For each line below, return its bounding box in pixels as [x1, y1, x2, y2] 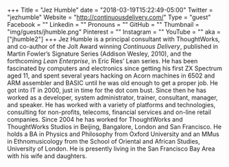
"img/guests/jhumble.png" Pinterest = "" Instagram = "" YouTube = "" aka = [7, 27, 221, 36]
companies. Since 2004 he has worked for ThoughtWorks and [7, 115, 183, 123]
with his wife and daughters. [7, 152, 87, 160]
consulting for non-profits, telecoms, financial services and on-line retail [7, 108, 211, 116]
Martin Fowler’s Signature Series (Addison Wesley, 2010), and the [7, 49, 192, 58]
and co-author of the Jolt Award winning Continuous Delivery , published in [7, 43, 218, 50]
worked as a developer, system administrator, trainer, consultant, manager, [7, 93, 218, 102]
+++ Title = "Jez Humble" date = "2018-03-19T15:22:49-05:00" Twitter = [7, 6, 214, 14]
